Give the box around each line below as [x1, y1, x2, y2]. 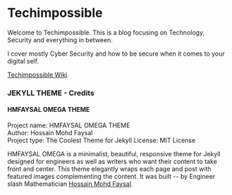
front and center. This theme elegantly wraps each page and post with [7, 165, 212, 173]
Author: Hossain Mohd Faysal [7, 129, 93, 137]
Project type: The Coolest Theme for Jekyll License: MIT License [7, 136, 196, 145]
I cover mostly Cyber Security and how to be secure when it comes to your [7, 49, 226, 58]
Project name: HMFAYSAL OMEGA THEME [7, 121, 130, 130]
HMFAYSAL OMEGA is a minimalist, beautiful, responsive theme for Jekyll [7, 150, 221, 158]
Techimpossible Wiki [7, 70, 68, 79]
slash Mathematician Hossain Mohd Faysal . [7, 180, 133, 188]
